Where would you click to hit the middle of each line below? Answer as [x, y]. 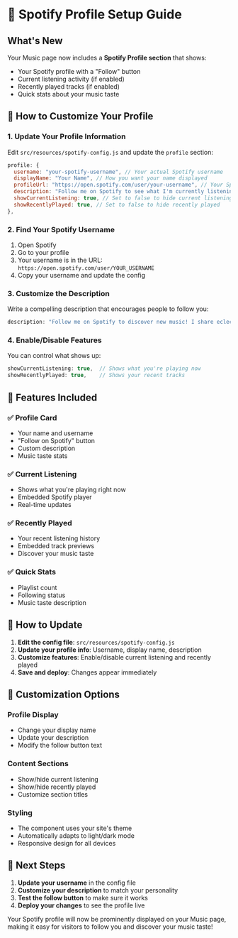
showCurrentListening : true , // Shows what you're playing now [104, 369]
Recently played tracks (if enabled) [69, 87]
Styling [20, 812]
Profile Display [33, 714]
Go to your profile [43, 252]
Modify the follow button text [60, 746]
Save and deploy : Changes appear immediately [87, 672]
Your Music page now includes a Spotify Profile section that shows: [107, 58]
